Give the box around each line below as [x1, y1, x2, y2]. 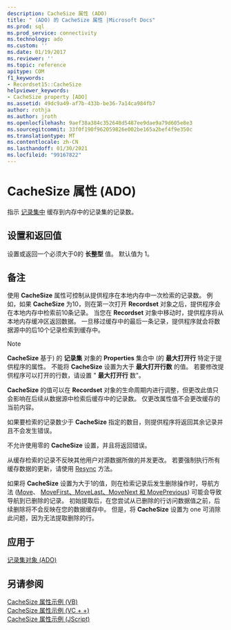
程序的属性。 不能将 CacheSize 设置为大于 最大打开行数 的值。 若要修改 [12, 362, 219, 371]
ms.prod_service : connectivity [7, 29, 97, 37]
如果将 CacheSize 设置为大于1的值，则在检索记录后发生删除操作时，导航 [7, 479, 214, 488]
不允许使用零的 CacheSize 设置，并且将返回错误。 [7, 441, 151, 450]
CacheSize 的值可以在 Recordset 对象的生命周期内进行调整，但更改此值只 [7, 386, 219, 394]
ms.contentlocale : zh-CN [7, 139, 79, 146]
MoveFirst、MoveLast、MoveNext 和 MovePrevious [40, 488, 188, 497]
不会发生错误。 [12, 427, 56, 435]
